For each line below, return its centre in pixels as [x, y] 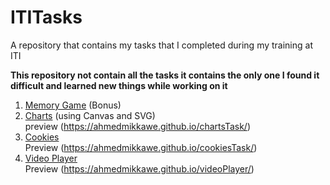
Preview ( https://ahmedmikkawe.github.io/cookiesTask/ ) [141, 147]
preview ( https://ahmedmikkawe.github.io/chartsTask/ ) [137, 126]
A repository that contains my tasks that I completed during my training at [161, 45]
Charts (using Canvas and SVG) [90, 115]
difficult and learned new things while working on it [119, 85]
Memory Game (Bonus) [73, 105]
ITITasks [46, 17]
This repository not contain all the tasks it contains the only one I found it [165, 75]
